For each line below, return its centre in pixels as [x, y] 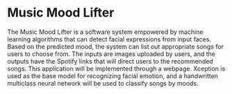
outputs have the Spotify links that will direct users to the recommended [110, 61]
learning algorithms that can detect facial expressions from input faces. [109, 39]
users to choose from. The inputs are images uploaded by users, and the [111, 54]
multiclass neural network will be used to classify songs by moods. [103, 83]
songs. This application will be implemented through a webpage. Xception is [116, 68]
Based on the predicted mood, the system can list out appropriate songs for [116, 46]
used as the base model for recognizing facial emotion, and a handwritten [113, 76]
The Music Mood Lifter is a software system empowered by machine [105, 32]
